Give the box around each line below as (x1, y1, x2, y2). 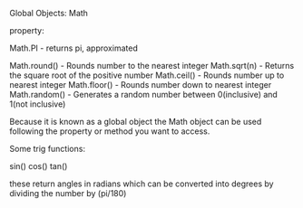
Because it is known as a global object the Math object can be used (9, 117, 262, 127)
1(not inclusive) (9, 99, 66, 109)
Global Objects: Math (9, 8, 89, 18)
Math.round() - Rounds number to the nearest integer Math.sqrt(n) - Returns (9, 61, 295, 71)
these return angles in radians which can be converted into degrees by (9, 178, 274, 189)
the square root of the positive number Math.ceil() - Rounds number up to (9, 70, 285, 80)
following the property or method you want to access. (9, 126, 210, 137)
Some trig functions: (9, 144, 86, 154)
